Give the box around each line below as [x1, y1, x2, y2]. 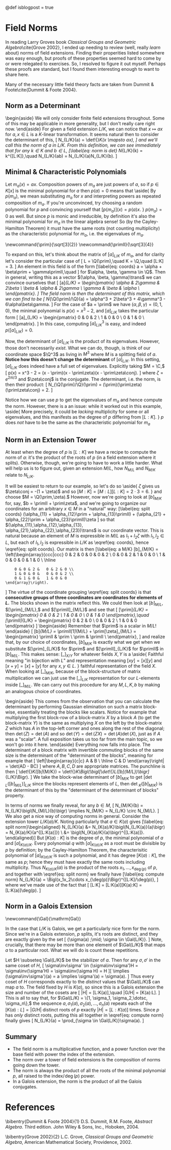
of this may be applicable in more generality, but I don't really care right [5, 120, 155, 126]
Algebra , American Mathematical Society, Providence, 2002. [5, 1139, 132, 1145]
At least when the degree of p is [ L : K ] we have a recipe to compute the [5, 449, 157, 455]
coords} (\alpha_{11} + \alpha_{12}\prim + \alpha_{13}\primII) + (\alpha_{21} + [5, 511, 166, 517]
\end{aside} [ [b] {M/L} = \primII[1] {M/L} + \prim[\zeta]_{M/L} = [5, 628, 136, 634]
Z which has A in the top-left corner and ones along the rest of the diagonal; [5, 725, 165, 731]
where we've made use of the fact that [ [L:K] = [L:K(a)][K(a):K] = [5, 882, 142, 888]
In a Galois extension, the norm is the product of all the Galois [12, 1078, 142, 1084]
